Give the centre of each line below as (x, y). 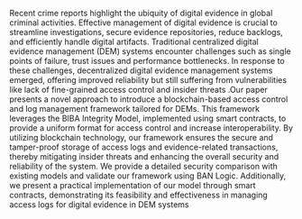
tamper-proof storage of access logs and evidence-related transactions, (144, 147)
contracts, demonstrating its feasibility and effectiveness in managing (138, 195)
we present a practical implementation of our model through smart (133, 185)
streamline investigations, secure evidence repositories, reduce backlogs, (146, 32)
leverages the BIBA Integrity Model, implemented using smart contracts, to (148, 118)
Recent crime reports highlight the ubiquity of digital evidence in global (141, 13)
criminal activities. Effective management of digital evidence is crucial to (143, 23)
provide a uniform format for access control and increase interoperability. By (151, 128)
